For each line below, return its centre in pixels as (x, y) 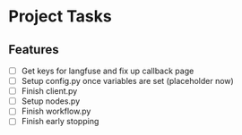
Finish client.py (49, 91)
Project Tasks (60, 17)
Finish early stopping (60, 122)
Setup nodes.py (51, 101)
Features (34, 50)
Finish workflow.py (56, 111)
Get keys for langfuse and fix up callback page (108, 71)
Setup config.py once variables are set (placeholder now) (127, 81)
